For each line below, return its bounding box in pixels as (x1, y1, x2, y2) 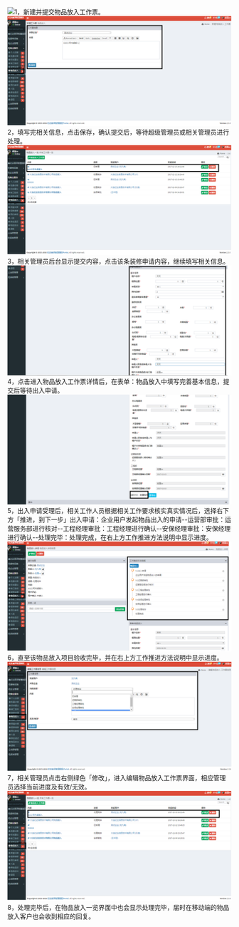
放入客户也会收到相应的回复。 (7, 912, 95, 921)
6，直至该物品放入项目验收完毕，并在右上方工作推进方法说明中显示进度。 (7, 653, 223, 662)
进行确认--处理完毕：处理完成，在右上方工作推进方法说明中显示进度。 (7, 533, 213, 542)
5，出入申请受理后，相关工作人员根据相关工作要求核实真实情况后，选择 (7, 507, 217, 515)
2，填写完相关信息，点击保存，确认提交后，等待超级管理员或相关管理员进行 (7, 128, 230, 137)
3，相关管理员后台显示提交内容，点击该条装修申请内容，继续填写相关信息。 (7, 257, 230, 266)
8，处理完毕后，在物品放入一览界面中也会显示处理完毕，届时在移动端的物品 (7, 903, 230, 911)
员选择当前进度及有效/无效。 (7, 782, 91, 791)
